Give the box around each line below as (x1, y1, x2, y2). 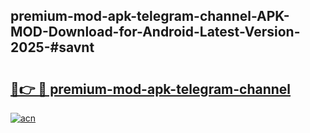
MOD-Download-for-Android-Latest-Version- (10, 24, 301, 41)
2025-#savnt (10, 39, 95, 56)
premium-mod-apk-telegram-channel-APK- (10, 8, 290, 25)
